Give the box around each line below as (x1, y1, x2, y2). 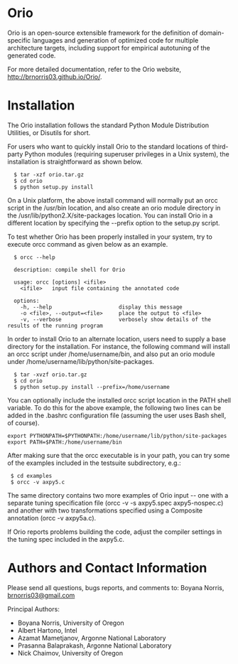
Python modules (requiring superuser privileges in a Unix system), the (24, 149, 229, 158)
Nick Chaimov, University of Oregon (17, 648, 123, 657)
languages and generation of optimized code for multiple (32, 36, 199, 44)
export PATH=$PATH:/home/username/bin (7, 439, 122, 446)
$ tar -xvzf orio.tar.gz (13, 371, 87, 378)
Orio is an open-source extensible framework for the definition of (7, 28, 198, 37)
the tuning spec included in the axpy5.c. (7, 535, 125, 543)
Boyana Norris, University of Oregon (17, 619, 124, 627)
